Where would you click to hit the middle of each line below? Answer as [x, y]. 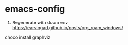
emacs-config [35, 9]
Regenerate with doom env [40, 22]
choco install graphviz [28, 37]
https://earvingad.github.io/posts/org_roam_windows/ [68, 27]
